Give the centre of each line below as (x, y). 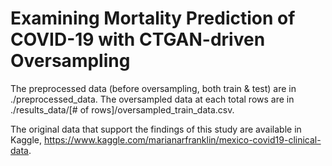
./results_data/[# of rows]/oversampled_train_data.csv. (122, 109)
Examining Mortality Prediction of (153, 18)
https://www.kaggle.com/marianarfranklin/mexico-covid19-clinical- (182, 139)
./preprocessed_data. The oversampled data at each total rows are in (152, 99)
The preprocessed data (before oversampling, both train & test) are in (153, 88)
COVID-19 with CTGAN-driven (138, 39)
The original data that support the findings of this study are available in (156, 129)
